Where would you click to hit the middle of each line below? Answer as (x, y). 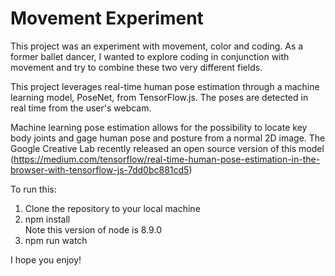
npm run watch (56, 240)
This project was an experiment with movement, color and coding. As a (157, 46)
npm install (47, 219)
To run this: (33, 189)
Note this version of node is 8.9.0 (93, 229)
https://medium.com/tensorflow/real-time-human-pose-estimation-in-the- (167, 159)
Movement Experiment (107, 18)
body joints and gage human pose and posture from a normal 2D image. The (168, 138)
